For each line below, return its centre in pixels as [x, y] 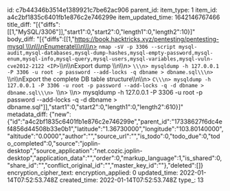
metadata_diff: [27, 114]
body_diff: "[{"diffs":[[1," [41, 39]
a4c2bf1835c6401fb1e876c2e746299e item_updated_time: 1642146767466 [114, 17]
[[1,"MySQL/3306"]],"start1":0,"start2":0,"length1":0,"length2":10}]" [101, 32]
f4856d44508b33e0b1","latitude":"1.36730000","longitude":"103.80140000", [115, 129]
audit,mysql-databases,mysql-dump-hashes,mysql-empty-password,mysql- [110, 53]
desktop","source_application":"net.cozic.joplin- [75, 151]
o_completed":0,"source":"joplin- [54, 143]
